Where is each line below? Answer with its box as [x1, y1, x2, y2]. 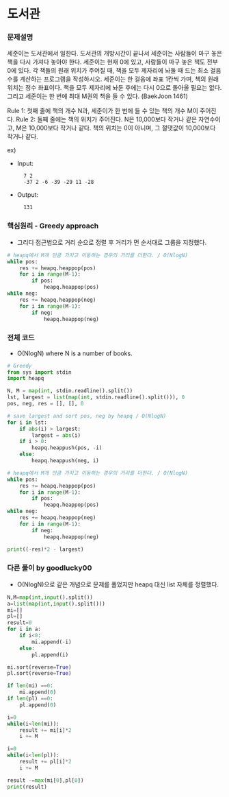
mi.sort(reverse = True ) [7, 663, 72, 671]
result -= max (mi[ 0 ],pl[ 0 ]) [7, 776, 84, 784]
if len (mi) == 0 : [7, 682, 53, 689]
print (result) [7, 783, 48, 790]
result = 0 [7, 619, 32, 626]
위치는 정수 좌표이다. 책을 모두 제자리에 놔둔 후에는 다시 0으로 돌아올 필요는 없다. [7, 84, 222, 92]
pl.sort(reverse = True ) [7, 670, 72, 677]
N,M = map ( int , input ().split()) [7, 594, 94, 601]
